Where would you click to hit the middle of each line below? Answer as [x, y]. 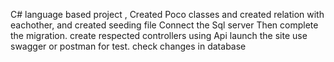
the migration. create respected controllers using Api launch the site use [159, 35]
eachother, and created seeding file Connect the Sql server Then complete [164, 25]
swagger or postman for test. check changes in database [128, 46]
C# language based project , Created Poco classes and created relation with [167, 14]
